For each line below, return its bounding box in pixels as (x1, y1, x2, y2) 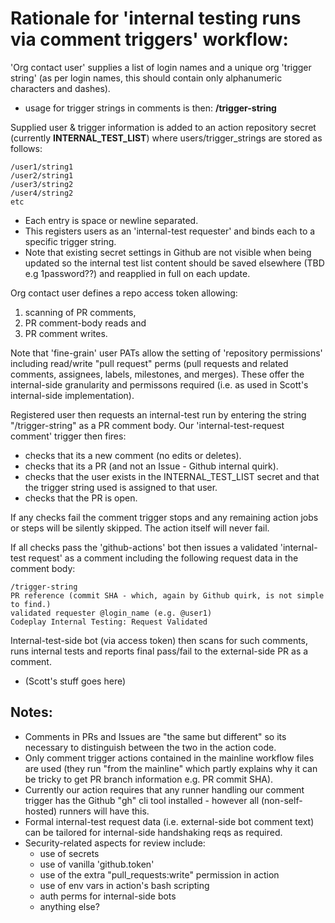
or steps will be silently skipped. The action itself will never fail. (10, 522, 270, 534)
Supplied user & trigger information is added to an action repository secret (10, 121, 317, 133)
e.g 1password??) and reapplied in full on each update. (24, 267, 251, 279)
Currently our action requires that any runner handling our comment (24, 783, 305, 796)
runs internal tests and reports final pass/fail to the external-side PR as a (10, 645, 309, 657)
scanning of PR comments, (24, 306, 137, 318)
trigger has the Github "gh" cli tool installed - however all (24, 794, 260, 806)
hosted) (24, 805, 58, 817)
